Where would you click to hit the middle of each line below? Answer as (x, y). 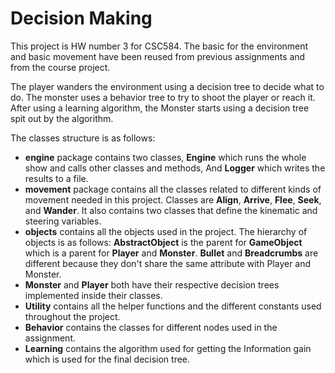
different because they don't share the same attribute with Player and (168, 263)
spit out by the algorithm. (62, 118)
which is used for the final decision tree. (107, 359)
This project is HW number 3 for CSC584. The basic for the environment (159, 46)
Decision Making (81, 18)
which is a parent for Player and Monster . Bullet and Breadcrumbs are (171, 253)
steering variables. (63, 221)
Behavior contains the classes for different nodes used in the (151, 327)
